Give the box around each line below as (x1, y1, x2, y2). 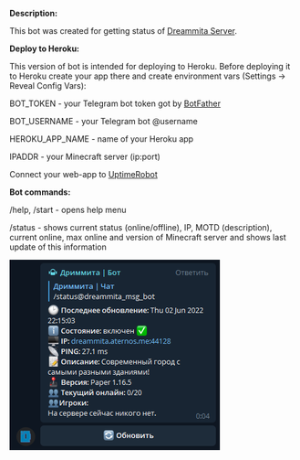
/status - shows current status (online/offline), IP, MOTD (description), (9, 222, 273, 232)
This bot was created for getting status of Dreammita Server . (9, 26, 238, 36)
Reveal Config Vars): (9, 80, 87, 91)
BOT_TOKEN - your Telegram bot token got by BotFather (9, 98, 222, 109)
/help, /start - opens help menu (9, 205, 127, 215)
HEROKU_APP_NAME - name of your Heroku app (9, 134, 194, 144)
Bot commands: (9, 187, 71, 198)
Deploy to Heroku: (9, 43, 80, 54)
